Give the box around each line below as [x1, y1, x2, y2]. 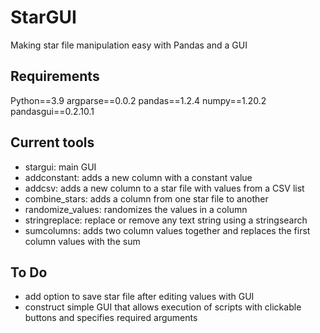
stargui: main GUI [24, 161, 97, 173]
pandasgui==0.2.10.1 [10, 105, 95, 117]
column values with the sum [24, 235, 141, 247]
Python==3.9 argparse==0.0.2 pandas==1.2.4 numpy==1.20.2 [10, 94, 267, 106]
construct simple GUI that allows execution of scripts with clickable [24, 301, 302, 313]
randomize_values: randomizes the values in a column [24, 203, 248, 215]
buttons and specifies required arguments [24, 312, 198, 324]
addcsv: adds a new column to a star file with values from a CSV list [24, 182, 305, 194]
